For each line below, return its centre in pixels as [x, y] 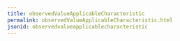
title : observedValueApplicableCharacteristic [76, 14]
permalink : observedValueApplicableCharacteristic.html [90, 20]
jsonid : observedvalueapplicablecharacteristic [78, 26]
